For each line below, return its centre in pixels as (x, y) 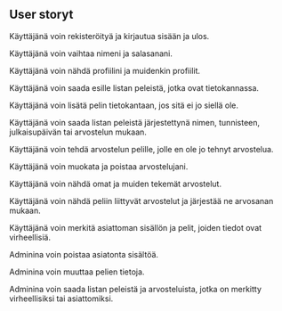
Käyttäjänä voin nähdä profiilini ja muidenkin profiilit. (105, 70)
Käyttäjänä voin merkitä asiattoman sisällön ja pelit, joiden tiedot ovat (136, 227)
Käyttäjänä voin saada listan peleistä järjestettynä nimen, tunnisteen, (135, 122)
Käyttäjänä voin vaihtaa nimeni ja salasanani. (91, 53)
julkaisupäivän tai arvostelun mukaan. (78, 132)
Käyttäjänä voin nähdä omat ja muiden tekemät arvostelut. (116, 184)
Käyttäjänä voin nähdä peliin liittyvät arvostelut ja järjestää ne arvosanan (141, 201)
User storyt (41, 15)
